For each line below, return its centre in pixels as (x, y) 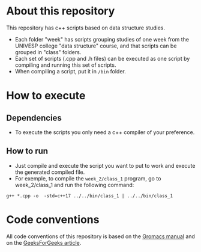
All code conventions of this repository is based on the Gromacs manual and (100, 236)
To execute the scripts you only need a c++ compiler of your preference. (105, 132)
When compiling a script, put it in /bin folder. (70, 71)
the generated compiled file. (50, 172)
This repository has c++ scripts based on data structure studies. (85, 28)
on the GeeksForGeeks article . (44, 242)
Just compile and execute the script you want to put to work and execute (105, 165)
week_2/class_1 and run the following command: (74, 185)
